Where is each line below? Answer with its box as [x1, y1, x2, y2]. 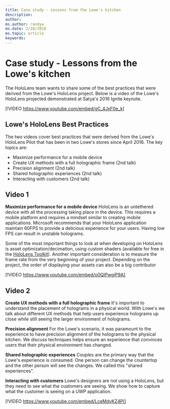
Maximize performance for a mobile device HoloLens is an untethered [5, 203, 153, 210]
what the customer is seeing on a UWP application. [5, 388, 112, 395]
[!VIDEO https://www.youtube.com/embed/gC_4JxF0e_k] [5, 105, 125, 111]
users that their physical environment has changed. [5, 342, 112, 348]
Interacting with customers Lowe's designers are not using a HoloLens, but [5, 378, 164, 384]
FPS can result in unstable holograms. [5, 231, 84, 237]
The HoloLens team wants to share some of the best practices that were [5, 85, 156, 91]
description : [5, 12, 33, 17]
